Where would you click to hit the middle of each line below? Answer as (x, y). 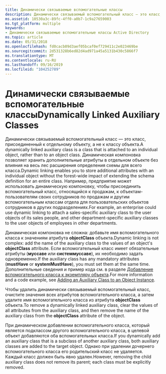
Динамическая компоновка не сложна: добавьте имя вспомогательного (82, 232)
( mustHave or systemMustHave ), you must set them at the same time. (78, 264)
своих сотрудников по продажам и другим (84, 197)
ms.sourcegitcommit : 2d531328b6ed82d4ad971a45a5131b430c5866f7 (72, 51)
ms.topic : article (24, 38)
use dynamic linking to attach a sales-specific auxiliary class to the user (78, 212)
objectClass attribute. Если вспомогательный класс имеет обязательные (82, 248)
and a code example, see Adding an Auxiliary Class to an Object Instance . (80, 280)
